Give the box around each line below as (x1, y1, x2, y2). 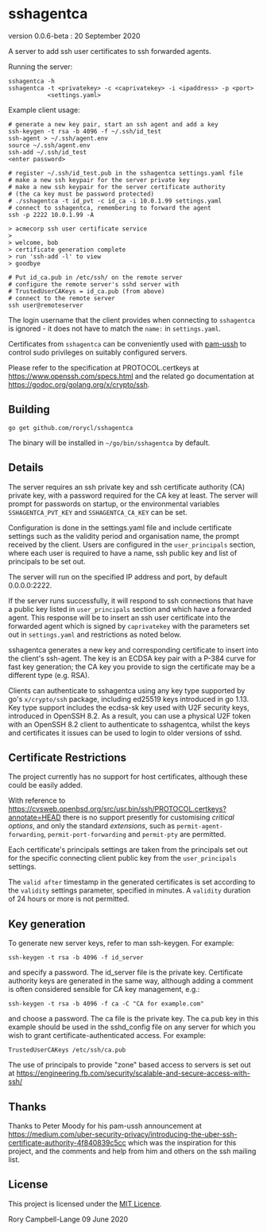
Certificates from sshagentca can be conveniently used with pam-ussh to (8, 339, 247, 348)
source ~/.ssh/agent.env (8, 141, 91, 149)
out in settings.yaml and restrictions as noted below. (8, 630, 182, 639)
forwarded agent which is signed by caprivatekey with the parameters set (8, 621, 250, 630)
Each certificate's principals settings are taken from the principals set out (8, 845, 248, 854)
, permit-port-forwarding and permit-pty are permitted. (43, 830, 226, 839)
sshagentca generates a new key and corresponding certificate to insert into (8, 645, 259, 654)
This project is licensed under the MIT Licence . (8, 1199, 162, 1208)
